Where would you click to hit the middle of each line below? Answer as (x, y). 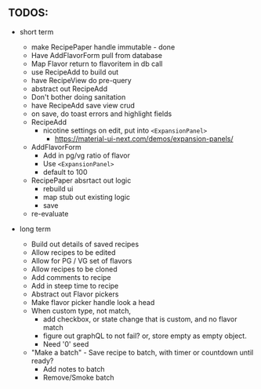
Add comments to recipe (71, 277)
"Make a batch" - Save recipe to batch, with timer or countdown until (142, 352)
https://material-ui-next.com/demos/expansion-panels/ (144, 138)
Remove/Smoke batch (78, 377)
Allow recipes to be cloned (74, 269)
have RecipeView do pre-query (81, 80)
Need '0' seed (66, 344)
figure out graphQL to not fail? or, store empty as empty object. (145, 336)
